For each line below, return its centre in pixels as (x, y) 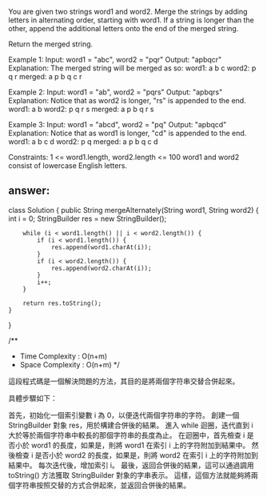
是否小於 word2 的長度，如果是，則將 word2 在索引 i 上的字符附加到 (146, 455)
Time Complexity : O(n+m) (64, 356)
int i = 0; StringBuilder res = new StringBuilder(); (88, 218)
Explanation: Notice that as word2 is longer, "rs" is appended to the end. (127, 100)
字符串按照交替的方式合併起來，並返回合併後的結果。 (102, 485)
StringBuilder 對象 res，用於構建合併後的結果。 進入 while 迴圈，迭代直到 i (131, 425)
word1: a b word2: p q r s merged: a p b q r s (81, 109)
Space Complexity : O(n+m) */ (70, 364)
